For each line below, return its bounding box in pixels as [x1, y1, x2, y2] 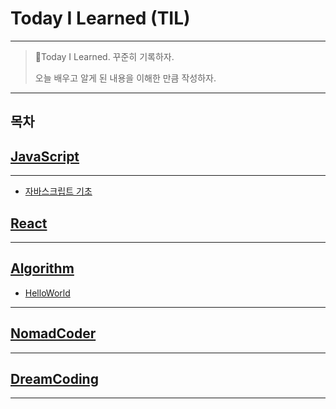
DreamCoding [10, 370, 99, 387]
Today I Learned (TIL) [10, 7, 191, 30]
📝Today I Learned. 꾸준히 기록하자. [34, 50, 175, 62]
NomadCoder [10, 325, 97, 342]
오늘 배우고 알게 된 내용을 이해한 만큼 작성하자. [34, 72, 217, 84]
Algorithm [10, 260, 75, 277]
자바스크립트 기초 [24, 185, 93, 197]
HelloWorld [24, 287, 71, 299]
